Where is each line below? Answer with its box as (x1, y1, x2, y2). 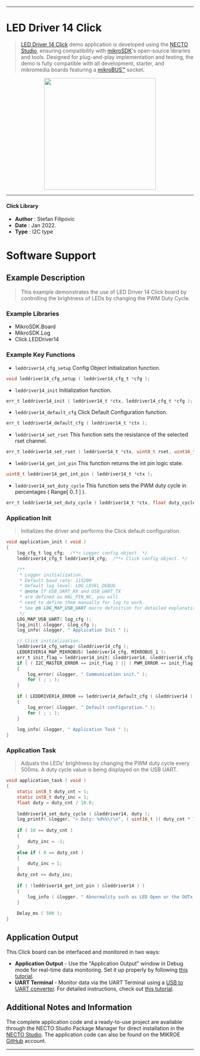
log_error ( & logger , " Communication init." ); (27, 671, 148, 677)
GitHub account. (6, 1037, 46, 1044)
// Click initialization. (17, 638, 82, 644)
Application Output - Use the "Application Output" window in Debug (14, 960, 183, 967)
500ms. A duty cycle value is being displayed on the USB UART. (20, 766, 179, 773)
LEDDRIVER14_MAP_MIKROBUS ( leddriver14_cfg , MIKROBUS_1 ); (17, 649, 167, 655)
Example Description (6, 272, 85, 283)
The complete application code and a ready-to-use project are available (6, 1018, 183, 1025)
